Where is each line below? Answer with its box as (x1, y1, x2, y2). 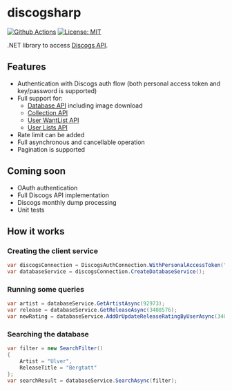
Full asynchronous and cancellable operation (17, 138, 145, 146)
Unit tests (17, 205, 45, 214)
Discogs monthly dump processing (17, 198, 117, 206)
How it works (7, 225, 65, 237)
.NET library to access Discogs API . (7, 41, 108, 49)
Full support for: (17, 94, 64, 102)
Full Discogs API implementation (17, 191, 109, 199)
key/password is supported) (17, 86, 97, 94)
